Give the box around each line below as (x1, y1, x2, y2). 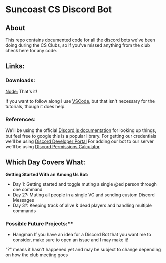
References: (5, 116, 36, 123)
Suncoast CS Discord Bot (5, 4, 112, 15)
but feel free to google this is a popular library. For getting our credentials (5, 133, 157, 139)
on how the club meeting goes (5, 252, 68, 258)
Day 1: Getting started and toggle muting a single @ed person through (12, 181, 157, 187)
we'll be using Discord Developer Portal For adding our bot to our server (5, 138, 154, 144)
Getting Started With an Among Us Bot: (5, 171, 89, 177)
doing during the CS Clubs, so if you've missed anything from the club (5, 42, 150, 48)
